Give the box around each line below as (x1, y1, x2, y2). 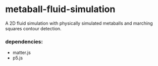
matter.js (12, 49, 31, 56)
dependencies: (5, 38, 43, 45)
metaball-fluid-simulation (5, 4, 116, 15)
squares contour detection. (5, 25, 62, 31)
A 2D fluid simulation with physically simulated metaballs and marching (5, 20, 153, 26)
